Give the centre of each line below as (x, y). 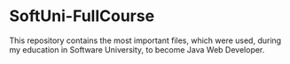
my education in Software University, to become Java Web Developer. (137, 49)
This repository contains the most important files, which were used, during (145, 40)
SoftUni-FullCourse (82, 16)
